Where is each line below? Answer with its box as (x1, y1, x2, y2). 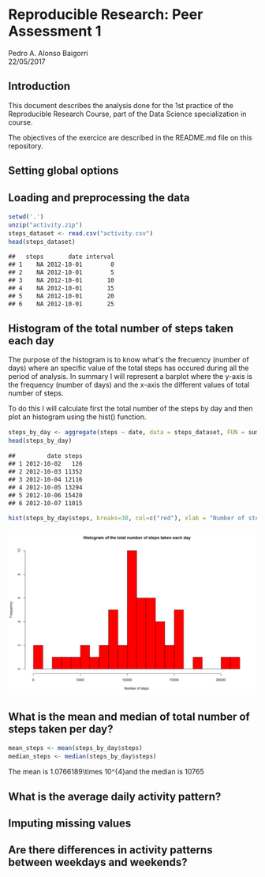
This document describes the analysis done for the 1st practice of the (8, 100, 234, 110)
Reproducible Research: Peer (8, 6, 203, 24)
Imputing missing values (8, 816, 132, 830)
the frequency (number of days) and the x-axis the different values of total (8, 380, 250, 390)
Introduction (8, 80, 71, 93)
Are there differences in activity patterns (8, 843, 213, 857)
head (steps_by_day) (8, 437, 73, 445)
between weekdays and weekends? (8, 856, 188, 869)
